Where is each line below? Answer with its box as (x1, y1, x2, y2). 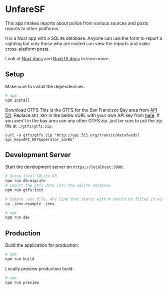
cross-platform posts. (5, 46, 50, 52)
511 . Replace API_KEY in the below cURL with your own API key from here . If (5, 112, 160, 118)
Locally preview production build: (5, 265, 74, 271)
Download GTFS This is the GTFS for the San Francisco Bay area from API (5, 107, 157, 113)
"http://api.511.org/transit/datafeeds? (54, 132, 140, 137)
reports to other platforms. (5, 25, 60, 31)
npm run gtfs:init (5, 187, 43, 193)
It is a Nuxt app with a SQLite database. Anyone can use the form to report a (5, 35, 162, 41)
